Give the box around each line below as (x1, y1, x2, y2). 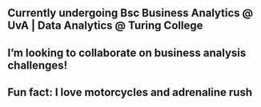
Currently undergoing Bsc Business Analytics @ (7, 6, 254, 20)
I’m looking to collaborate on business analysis (7, 46, 247, 59)
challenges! (7, 58, 68, 72)
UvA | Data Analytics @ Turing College (7, 19, 203, 33)
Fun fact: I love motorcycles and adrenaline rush (7, 85, 253, 99)
